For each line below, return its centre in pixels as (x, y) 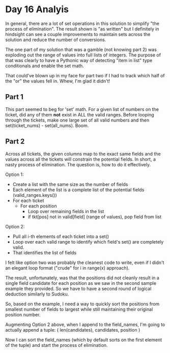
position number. (23, 314)
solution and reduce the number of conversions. (56, 40)
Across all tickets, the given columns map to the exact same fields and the (83, 154)
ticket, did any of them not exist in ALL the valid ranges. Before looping (80, 114)
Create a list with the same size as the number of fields (70, 184)
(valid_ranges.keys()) (35, 195)
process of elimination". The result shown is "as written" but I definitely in (82, 28)
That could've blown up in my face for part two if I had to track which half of (85, 75)
